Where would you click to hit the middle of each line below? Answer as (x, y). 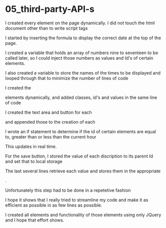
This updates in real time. (31, 146)
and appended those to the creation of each (50, 122)
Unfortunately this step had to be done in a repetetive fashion (68, 190)
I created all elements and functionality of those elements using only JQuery (83, 215)
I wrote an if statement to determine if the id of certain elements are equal (81, 131)
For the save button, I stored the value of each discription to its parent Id (79, 156)
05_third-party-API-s (50, 9)
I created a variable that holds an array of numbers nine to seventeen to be (82, 53)
